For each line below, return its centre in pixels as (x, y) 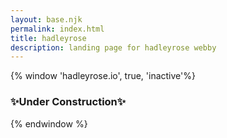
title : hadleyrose (48, 38)
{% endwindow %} (49, 123)
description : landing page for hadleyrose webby (113, 47)
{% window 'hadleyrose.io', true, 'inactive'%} (103, 76)
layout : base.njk (46, 19)
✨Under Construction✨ (68, 102)
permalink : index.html (57, 29)
